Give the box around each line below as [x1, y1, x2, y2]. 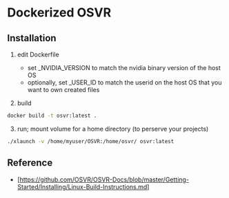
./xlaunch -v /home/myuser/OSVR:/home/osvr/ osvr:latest [7, 137, 175, 145]
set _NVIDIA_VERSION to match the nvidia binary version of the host [27, 64, 221, 71]
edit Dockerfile [17, 50, 60, 58]
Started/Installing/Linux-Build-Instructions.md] [17, 182, 150, 190]
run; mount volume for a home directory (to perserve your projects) [17, 124, 209, 133]
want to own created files [27, 86, 100, 93]
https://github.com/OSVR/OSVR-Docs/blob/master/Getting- [19, 175, 190, 184]
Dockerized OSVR [7, 5, 112, 21]
